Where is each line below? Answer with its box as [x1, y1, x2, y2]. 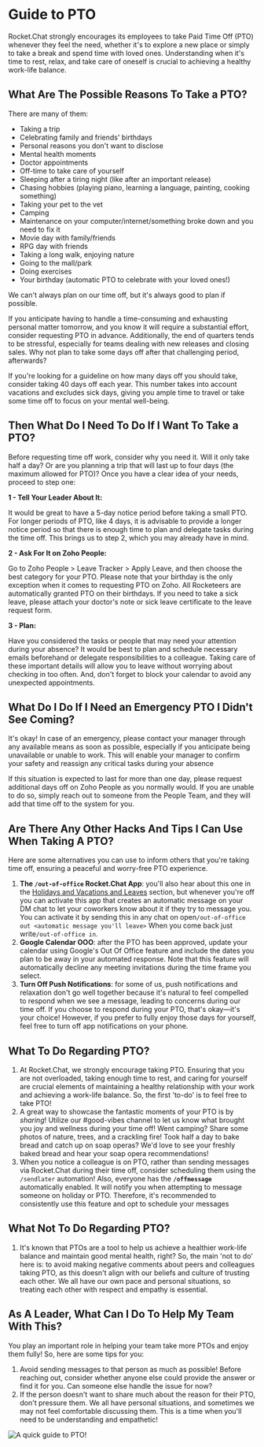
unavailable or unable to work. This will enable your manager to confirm [8, 750, 240, 760]
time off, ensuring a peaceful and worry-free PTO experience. [8, 864, 208, 873]
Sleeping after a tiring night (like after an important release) [19, 174, 211, 184]
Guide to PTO [8, 6, 97, 24]
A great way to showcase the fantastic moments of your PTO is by [19, 1107, 234, 1116]
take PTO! [19, 1099, 53, 1108]
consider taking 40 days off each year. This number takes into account [8, 379, 237, 389]
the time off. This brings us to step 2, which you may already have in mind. [8, 533, 249, 542]
